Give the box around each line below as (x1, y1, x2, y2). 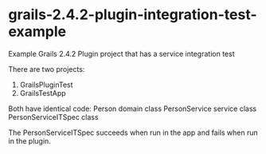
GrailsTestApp (19, 88, 66, 97)
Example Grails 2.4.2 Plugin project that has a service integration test (8, 49, 235, 58)
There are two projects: (8, 64, 85, 73)
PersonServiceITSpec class (8, 112, 99, 121)
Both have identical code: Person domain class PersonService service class (8, 104, 257, 113)
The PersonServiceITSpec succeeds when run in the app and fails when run (8, 128, 259, 137)
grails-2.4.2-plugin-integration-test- (8, 6, 257, 24)
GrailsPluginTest (19, 80, 73, 89)
